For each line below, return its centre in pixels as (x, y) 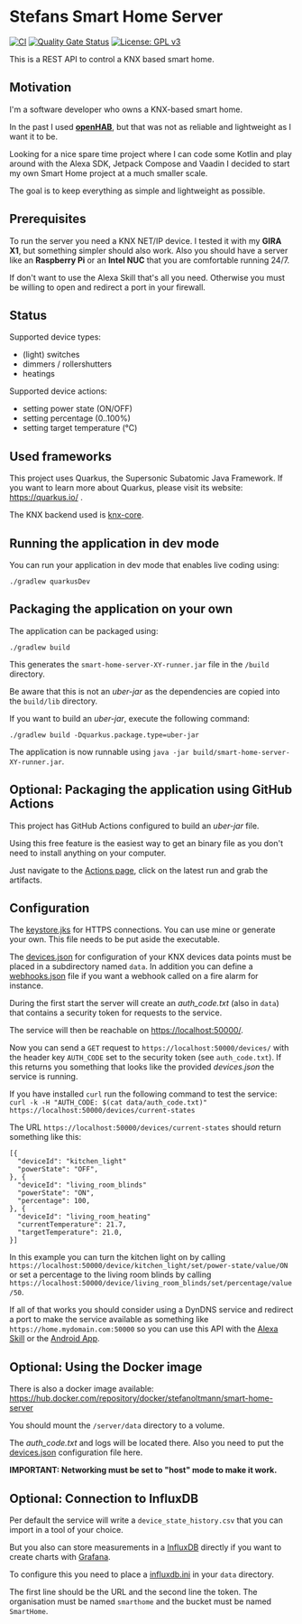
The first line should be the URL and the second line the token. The (133, 1592)
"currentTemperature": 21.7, (72, 1225)
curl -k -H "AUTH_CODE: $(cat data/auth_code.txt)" (108, 1103)
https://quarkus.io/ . (46, 498)
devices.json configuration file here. (76, 1452)
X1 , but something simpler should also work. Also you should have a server (149, 250)
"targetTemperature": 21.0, (70, 1233)
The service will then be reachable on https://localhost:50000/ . (126, 1031)
